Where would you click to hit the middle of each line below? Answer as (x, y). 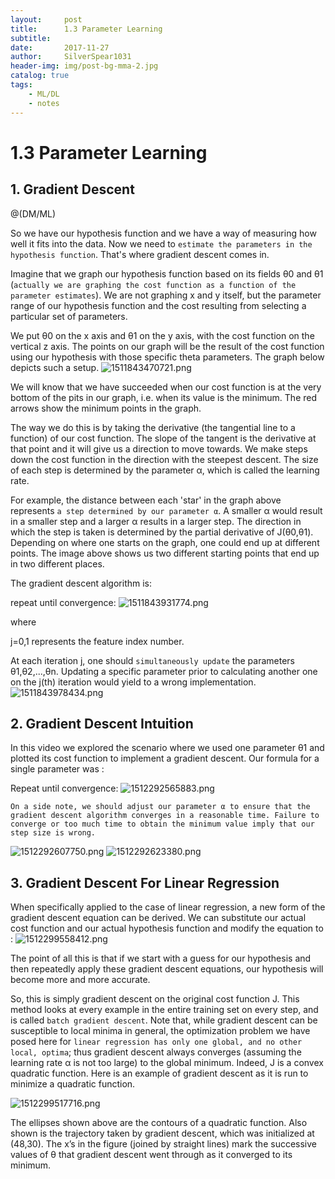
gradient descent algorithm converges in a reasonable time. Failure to (165, 816)
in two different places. (57, 563)
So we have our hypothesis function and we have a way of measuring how (163, 233)
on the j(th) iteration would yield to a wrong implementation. (133, 682)
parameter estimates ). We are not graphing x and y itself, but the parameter (166, 295)
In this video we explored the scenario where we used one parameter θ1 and (167, 748)
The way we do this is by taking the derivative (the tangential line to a (153, 427)
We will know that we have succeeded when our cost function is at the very (166, 387)
